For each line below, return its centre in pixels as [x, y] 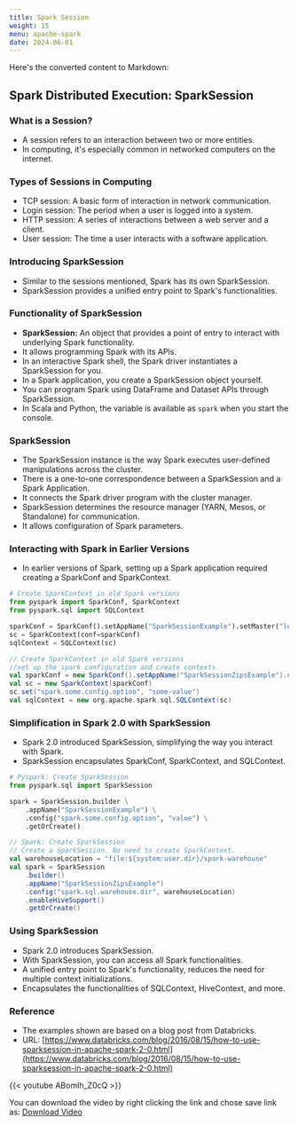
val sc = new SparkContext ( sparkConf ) [81, 684]
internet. [37, 158]
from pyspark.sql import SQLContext [77, 610]
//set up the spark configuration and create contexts [113, 667]
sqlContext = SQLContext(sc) [63, 643]
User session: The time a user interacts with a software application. [145, 239]
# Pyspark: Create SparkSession [69, 777]
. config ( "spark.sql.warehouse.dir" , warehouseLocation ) [131, 892]
